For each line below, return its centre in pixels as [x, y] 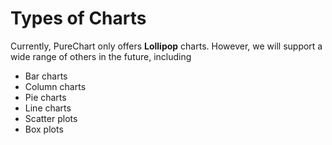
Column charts [55, 86]
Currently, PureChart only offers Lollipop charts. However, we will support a [166, 46]
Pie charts [45, 97]
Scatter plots [51, 118]
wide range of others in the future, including [101, 56]
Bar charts [46, 76]
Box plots [44, 129]
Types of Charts [78, 18]
